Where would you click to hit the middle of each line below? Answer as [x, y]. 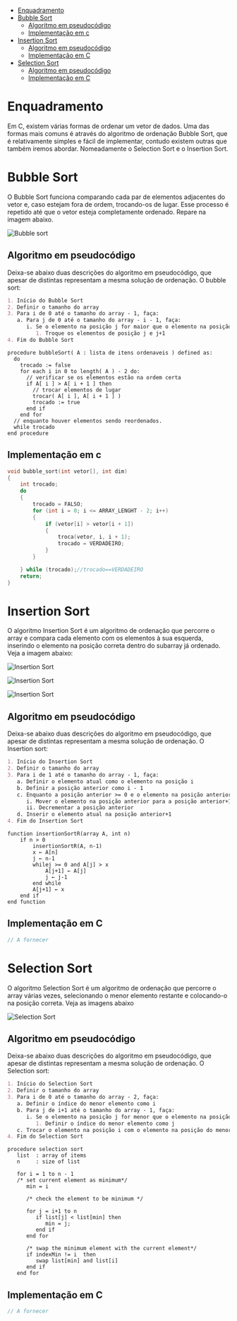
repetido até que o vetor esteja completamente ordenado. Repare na [107, 212]
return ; [31, 576]
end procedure [28, 433]
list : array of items [51, 1156]
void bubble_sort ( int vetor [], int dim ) [68, 471]
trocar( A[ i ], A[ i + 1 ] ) [77, 396]
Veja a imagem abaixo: [40, 653]
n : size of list [48, 1162]
